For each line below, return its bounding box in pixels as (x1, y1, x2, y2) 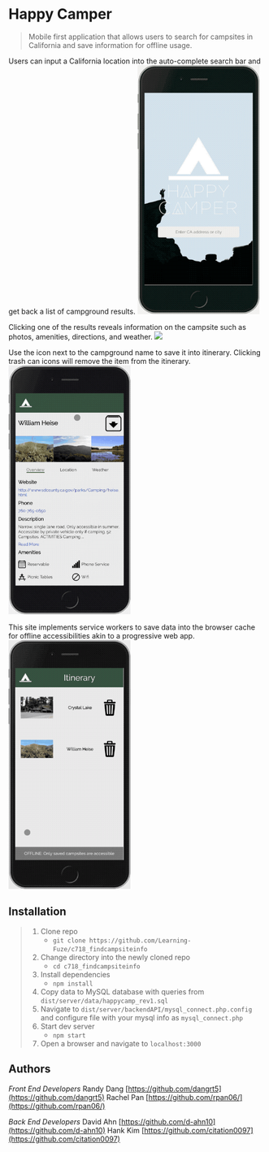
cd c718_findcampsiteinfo (52, 962, 141, 971)
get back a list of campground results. (8, 306, 136, 316)
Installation (8, 905, 67, 919)
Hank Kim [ (106, 1125, 145, 1135)
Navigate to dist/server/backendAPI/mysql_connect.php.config (40, 1004, 253, 1014)
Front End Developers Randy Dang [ (8, 1084, 128, 1094)
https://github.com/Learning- (89, 936, 192, 945)
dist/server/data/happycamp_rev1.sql (40, 997, 169, 1005)
